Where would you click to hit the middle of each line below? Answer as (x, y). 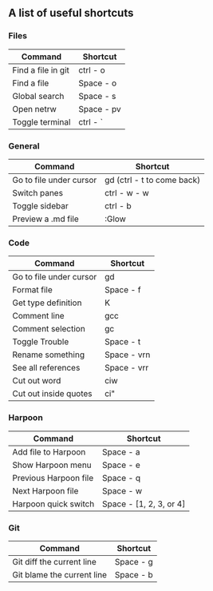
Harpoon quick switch (53, 504)
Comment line (39, 316)
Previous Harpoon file (53, 478)
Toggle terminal (41, 121)
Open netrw (35, 109)
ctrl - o (92, 69)
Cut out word (37, 381)
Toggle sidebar (41, 205)
